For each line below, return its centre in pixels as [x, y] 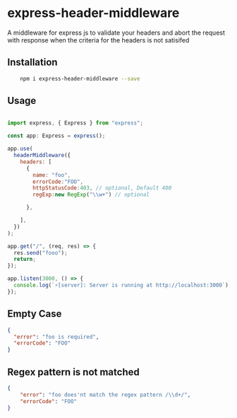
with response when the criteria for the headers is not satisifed [98, 40]
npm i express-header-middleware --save [80, 79]
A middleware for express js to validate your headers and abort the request [116, 33]
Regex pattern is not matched [73, 372]
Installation [32, 63]
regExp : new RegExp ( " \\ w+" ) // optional [91, 195]
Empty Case [35, 314]
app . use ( [20, 149]
